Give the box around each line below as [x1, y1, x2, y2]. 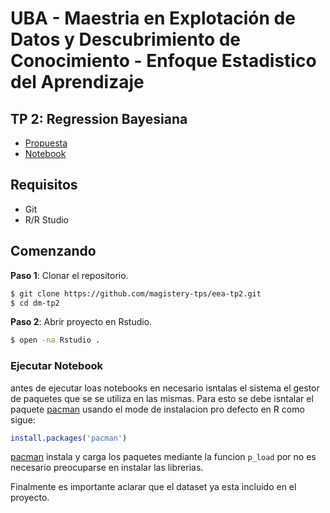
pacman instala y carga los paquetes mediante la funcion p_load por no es [10, 451, 317, 463]
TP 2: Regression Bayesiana [10, 110, 188, 127]
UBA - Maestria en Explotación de [10, 7, 296, 30]
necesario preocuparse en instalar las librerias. [10, 462, 204, 474]
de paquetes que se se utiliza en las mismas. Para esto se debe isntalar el [10, 392, 314, 404]
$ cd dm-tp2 [10, 298, 60, 308]
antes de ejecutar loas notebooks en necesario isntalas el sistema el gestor [10, 382, 320, 394]
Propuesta [24, 137, 68, 149]
